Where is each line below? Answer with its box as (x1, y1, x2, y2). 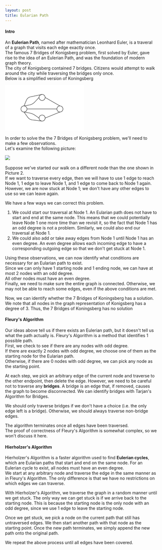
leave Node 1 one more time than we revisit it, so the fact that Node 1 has (12, 220, 157, 226)
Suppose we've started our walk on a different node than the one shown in (5, 165, 154, 171)
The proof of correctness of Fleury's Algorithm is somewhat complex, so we (5, 427, 157, 434)
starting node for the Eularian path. (5, 353, 75, 359)
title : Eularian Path (5, 13, 49, 18)
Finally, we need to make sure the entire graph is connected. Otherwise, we (5, 280, 156, 286)
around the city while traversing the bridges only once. (5, 70, 114, 76)
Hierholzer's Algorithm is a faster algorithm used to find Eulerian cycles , (5, 455, 149, 461)
